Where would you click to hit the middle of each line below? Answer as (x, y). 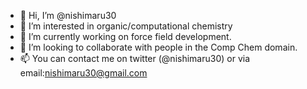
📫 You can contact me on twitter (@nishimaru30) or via (135, 58)
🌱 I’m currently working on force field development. (125, 36)
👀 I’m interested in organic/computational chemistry (126, 26)
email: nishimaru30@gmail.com (83, 73)
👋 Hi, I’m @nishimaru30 (68, 15)
